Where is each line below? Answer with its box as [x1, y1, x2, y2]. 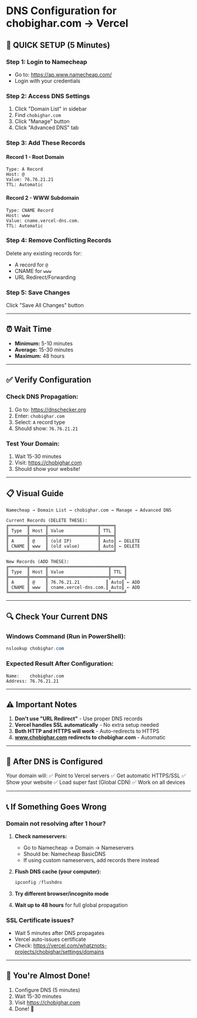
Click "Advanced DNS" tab [14, 124, 79, 131]
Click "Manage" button [14, 118, 70, 125]
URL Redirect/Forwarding [14, 274, 76, 281]
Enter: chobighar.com [14, 412, 65, 419]
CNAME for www [14, 267, 52, 274]
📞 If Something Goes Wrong [6, 801, 107, 811]
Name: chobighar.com [6, 673, 64, 679]
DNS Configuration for [6, 4, 117, 18]
